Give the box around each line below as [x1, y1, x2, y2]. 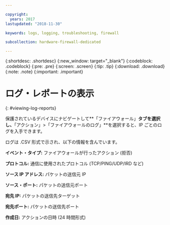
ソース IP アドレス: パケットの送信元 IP [5, 171, 86, 177]
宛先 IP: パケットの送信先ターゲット [5, 193, 80, 199]
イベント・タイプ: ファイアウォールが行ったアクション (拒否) [5, 150, 133, 156]
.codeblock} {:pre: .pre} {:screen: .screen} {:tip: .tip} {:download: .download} [5, 63, 165, 69]
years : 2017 [10, 16, 36, 22]
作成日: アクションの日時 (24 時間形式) [5, 214, 86, 220]
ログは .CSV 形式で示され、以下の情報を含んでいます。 [5, 139, 120, 145]
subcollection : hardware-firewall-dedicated [5, 40, 101, 45]
